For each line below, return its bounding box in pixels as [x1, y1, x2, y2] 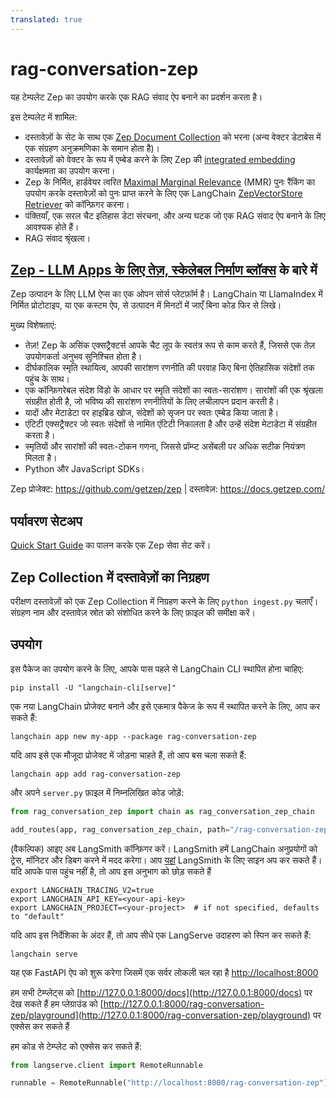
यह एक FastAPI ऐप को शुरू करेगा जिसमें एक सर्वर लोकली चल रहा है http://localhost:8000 [10, 966, 319, 978]
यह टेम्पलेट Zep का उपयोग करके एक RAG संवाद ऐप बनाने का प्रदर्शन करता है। [10, 91, 263, 103]
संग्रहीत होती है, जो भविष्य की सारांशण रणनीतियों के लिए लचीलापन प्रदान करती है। [24, 396, 280, 408]
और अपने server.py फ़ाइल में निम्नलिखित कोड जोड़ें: [10, 786, 185, 798]
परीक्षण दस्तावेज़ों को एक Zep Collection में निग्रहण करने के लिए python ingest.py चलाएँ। [10, 596, 319, 607]
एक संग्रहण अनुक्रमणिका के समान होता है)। [24, 142, 161, 154]
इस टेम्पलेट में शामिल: [10, 111, 78, 123]
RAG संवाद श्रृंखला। [24, 232, 92, 244]
